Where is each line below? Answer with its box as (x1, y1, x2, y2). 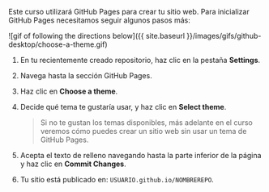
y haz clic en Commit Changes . (19, 159, 127, 169)
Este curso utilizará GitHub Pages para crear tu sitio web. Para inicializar (8, 7, 250, 16)
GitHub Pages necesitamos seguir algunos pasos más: (8, 15, 190, 25)
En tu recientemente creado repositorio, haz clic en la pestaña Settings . (19, 56, 261, 65)
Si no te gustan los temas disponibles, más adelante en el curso (40, 118, 253, 127)
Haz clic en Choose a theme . (19, 86, 118, 96)
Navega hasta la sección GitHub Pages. (19, 71, 152, 80)
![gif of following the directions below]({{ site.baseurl (8, 31, 185, 40)
